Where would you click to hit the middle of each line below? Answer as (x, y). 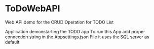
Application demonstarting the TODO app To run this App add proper (75, 31)
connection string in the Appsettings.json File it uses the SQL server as (77, 37)
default (12, 42)
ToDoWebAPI (33, 9)
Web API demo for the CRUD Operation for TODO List (59, 22)
